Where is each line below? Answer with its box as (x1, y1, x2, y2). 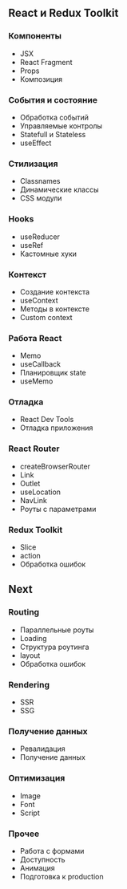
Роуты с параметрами (19, 504, 97, 514)
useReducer (19, 232, 60, 242)
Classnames (19, 177, 62, 186)
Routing (8, 607, 40, 618)
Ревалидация (19, 744, 65, 753)
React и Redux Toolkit (8, 6, 119, 20)
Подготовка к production (19, 871, 104, 881)
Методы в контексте (19, 304, 90, 314)
